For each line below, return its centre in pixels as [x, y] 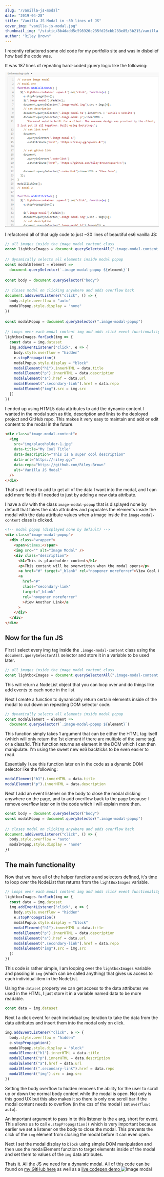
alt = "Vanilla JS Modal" [38, 470]
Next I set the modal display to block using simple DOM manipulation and [79, 1144]
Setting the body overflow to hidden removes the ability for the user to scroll [82, 1088]
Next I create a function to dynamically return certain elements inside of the [81, 699]
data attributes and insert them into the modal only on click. [65, 1022]
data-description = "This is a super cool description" [70, 455]
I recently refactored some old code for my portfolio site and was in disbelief [82, 51]
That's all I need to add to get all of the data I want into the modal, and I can [81, 490]
